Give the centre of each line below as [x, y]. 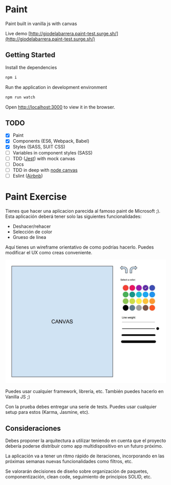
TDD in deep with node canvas [45, 170]
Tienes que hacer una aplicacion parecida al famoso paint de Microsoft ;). [83, 211]
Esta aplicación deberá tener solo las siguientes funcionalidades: [74, 216]
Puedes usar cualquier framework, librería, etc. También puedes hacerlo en [84, 391]
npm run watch [20, 97]
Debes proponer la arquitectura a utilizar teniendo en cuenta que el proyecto [86, 440]
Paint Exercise [36, 197]
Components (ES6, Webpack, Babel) [51, 141]
